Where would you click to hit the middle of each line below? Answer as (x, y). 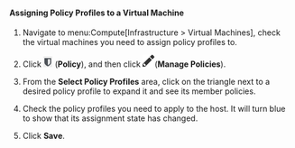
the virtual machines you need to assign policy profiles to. (129, 42)
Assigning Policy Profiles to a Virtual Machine (97, 13)
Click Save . (44, 136)
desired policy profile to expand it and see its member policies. (139, 91)
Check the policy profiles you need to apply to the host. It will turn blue (154, 109)
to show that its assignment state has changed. (110, 118)
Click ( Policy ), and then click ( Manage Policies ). (124, 64)
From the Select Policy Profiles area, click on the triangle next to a (146, 82)
